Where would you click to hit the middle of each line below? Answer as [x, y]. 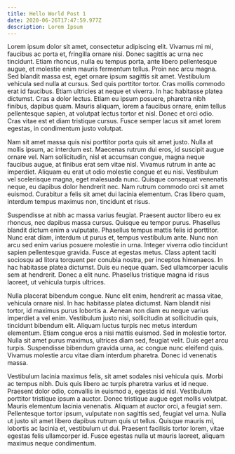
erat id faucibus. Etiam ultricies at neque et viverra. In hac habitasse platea [115, 91]
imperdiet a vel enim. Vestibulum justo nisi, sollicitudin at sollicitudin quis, [113, 318]
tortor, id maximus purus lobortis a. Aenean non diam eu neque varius [108, 311]
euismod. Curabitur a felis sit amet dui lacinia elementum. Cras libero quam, [116, 194]
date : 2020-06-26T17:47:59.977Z [54, 20]
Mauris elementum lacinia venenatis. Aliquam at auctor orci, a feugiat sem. [115, 406]
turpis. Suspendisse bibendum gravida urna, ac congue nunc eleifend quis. [116, 348]
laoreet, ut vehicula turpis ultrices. [56, 282]
